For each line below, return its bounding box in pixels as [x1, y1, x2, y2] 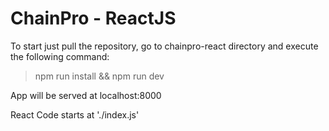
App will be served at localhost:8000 [10, 89, 162, 101]
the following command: [10, 50, 110, 62]
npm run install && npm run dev [34, 70, 165, 82]
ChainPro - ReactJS [10, 7, 177, 30]
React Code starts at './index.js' [10, 108, 140, 121]
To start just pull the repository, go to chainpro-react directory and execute [10, 40, 319, 52]
